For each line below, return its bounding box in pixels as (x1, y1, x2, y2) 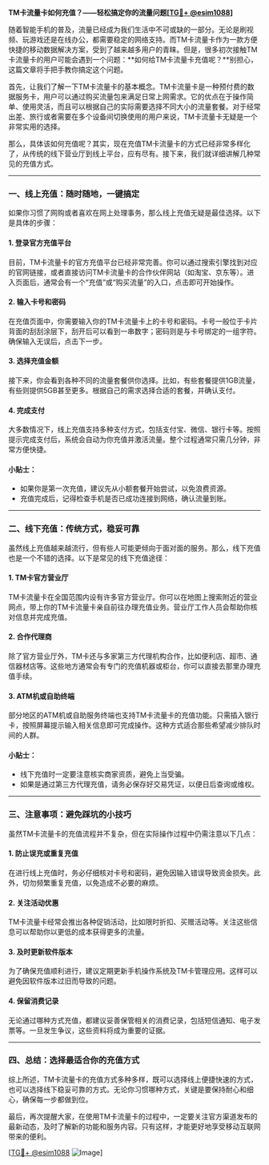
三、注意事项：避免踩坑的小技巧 (8, 809, 132, 820)
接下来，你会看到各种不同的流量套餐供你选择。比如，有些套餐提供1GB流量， (8, 376, 260, 385)
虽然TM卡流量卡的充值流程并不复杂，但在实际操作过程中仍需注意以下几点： (8, 829, 258, 838)
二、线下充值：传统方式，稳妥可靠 (8, 524, 140, 535)
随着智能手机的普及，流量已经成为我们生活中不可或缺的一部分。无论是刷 (8, 25, 247, 34)
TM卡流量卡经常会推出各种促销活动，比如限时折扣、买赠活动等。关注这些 (8, 917, 251, 927)
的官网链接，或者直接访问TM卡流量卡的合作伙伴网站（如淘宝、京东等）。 (8, 267, 247, 277)
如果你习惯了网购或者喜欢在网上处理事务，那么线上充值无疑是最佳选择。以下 (8, 208, 261, 218)
